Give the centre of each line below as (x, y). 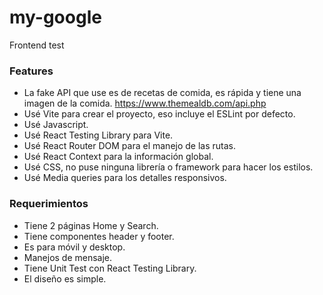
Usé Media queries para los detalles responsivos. (125, 178)
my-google (55, 17)
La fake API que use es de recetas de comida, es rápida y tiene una (162, 93)
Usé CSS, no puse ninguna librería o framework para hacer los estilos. (168, 167)
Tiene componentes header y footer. (99, 236)
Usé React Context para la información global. (118, 157)
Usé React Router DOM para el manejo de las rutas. (130, 146)
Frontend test (37, 45)
